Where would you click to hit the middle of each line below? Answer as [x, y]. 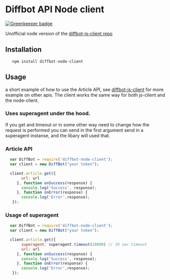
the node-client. [22, 100]
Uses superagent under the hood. [48, 114]
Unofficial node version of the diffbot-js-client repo [59, 33]
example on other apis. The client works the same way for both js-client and [85, 95]
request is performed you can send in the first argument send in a [75, 130]
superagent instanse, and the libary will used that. [58, 135]
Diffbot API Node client [55, 9]
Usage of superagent [32, 215]
